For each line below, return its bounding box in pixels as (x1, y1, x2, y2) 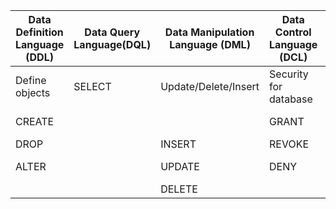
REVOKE (269, 137, 310, 151)
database (269, 92, 313, 106)
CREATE (15, 115, 55, 128)
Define (15, 74, 47, 87)
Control (274, 25, 312, 39)
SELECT (73, 80, 112, 93)
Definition (15, 25, 64, 39)
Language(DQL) (73, 38, 152, 51)
